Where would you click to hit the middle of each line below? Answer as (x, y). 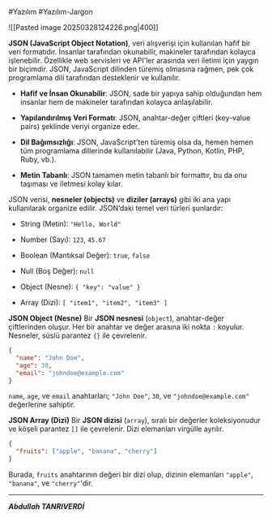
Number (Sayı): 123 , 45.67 (63, 240)
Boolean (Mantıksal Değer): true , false (85, 255)
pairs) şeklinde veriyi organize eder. (80, 126)
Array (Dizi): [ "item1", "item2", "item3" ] (94, 302)
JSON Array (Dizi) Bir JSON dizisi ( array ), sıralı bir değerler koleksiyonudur (135, 421)
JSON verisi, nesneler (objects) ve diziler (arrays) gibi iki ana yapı (119, 199)
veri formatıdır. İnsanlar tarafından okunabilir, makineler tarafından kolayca (132, 52)
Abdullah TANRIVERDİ (47, 506)
